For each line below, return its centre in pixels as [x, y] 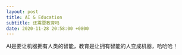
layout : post [22, 12]
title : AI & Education [34, 17]
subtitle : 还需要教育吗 [33, 23]
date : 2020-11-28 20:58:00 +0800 [48, 28]
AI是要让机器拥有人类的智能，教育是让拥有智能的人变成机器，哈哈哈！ [92, 46]
